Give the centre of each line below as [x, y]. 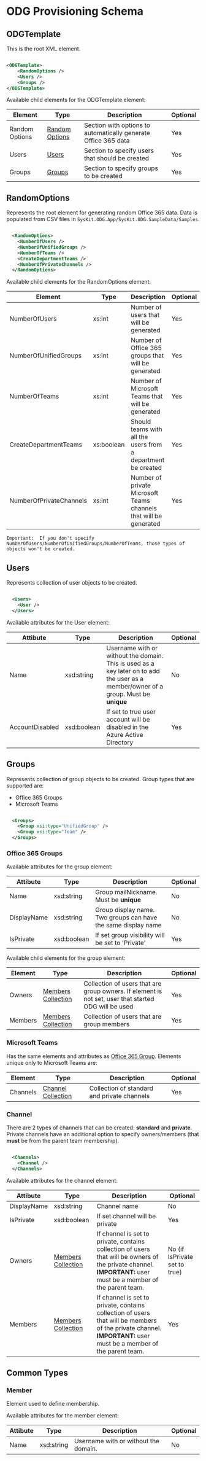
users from [147, 445]
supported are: [25, 785]
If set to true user [131, 712]
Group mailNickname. [126, 892]
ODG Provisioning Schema [75, 11]
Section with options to [117, 125]
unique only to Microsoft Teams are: [52, 1062]
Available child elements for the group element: [66, 958]
